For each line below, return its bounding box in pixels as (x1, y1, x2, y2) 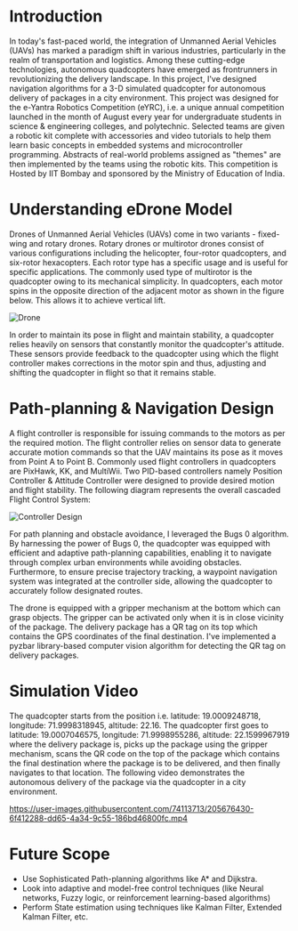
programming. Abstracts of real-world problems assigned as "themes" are (9, 149, 282, 159)
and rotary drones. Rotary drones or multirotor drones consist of (28, 238, 264, 248)
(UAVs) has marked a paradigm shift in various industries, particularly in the (9, 45, 286, 55)
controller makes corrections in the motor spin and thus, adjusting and (9, 358, 267, 368)
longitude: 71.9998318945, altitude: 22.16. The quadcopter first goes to (9, 719, 269, 731)
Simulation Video (9, 681, 139, 700)
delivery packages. (9, 650, 79, 660)
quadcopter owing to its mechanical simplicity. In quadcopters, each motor (9, 276, 283, 287)
